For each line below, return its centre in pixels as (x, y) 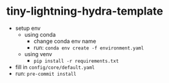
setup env (28, 28)
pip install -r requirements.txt (76, 61)
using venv (38, 54)
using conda (40, 34)
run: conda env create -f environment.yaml (88, 48)
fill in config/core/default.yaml (55, 67)
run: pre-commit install (46, 73)
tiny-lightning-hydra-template (85, 11)
